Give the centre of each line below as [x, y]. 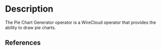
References [23, 43]
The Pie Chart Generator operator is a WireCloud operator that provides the [81, 22]
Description [29, 9]
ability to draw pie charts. [30, 27]
